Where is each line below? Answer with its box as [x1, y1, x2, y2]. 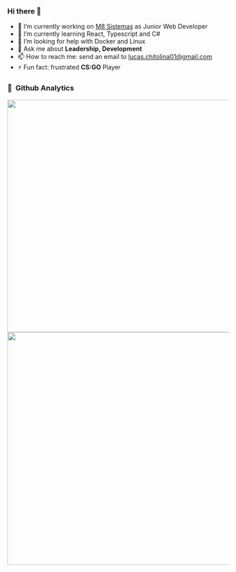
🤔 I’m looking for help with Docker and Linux [17, 37, 146, 46]
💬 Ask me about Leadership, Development [17, 45, 143, 53]
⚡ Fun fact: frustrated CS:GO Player [17, 63, 121, 72]
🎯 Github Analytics [7, 84, 74, 93]
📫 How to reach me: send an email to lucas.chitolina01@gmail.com [17, 53, 213, 61]
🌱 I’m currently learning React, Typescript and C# [17, 29, 161, 38]
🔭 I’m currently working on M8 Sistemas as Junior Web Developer [17, 22, 208, 31]
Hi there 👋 [7, 6, 42, 16]
